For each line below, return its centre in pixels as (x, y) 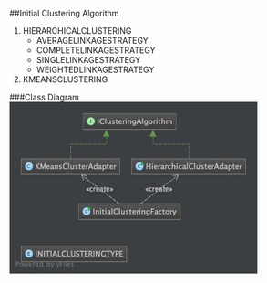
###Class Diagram (45, 97)
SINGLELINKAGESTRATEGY (88, 60)
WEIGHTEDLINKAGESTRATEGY (95, 69)
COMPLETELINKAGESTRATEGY (96, 50)
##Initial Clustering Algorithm (64, 13)
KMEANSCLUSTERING (65, 79)
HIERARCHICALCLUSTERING (77, 31)
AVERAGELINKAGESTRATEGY (92, 41)
